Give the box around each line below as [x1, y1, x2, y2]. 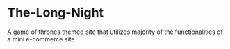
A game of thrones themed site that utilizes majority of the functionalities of [7, 28, 224, 36]
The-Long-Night [7, 5, 104, 21]
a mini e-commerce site [7, 35, 75, 43]
